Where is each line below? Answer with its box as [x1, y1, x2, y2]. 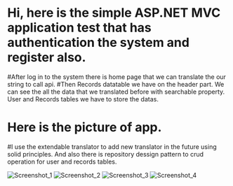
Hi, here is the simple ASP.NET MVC [7, 5, 221, 21]
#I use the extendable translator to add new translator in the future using [7, 142, 217, 151]
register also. [7, 50, 86, 66]
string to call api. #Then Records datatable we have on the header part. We [7, 80, 225, 88]
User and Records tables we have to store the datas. [7, 94, 159, 103]
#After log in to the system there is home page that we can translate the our [7, 72, 227, 81]
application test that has [7, 20, 152, 36]
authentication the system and [7, 35, 189, 50]
